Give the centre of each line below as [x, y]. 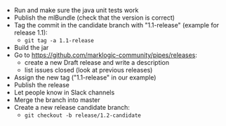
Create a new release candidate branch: [72, 107]
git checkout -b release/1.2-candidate [83, 115]
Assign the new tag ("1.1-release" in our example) [85, 77]
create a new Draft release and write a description [97, 62]
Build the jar [31, 48]
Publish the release [42, 85]
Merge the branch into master [57, 100]
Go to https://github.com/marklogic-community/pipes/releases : [106, 55]
